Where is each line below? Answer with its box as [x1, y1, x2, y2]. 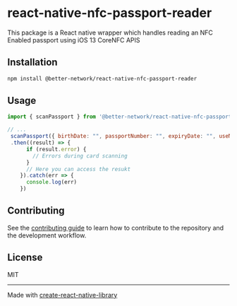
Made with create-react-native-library [7, 290, 118, 299]
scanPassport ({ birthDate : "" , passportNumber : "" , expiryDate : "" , [10, 133, 217, 140]
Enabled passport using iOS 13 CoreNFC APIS [7, 35, 140, 44]
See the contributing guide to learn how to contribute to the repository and [7, 223, 224, 232]
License [7, 252, 43, 264]
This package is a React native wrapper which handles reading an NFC [7, 28, 213, 37]
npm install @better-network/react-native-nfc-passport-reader [7, 75, 197, 82]
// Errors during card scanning [32, 152, 128, 160]
